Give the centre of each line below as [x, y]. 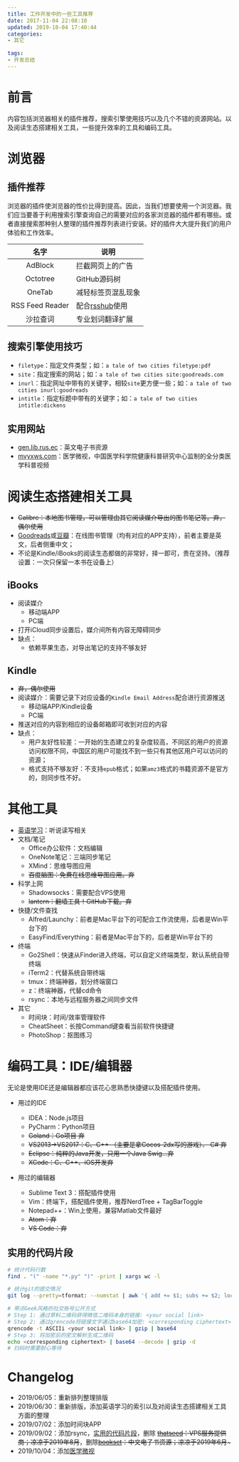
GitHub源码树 [98, 279]
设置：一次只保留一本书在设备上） [68, 562]
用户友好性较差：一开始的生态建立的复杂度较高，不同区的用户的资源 [128, 742]
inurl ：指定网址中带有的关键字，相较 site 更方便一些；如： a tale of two [124, 383]
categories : [25, 34]
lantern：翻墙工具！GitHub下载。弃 [80, 901]
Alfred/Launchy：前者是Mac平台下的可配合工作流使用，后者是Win [125, 919]
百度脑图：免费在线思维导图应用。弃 [81, 874]
